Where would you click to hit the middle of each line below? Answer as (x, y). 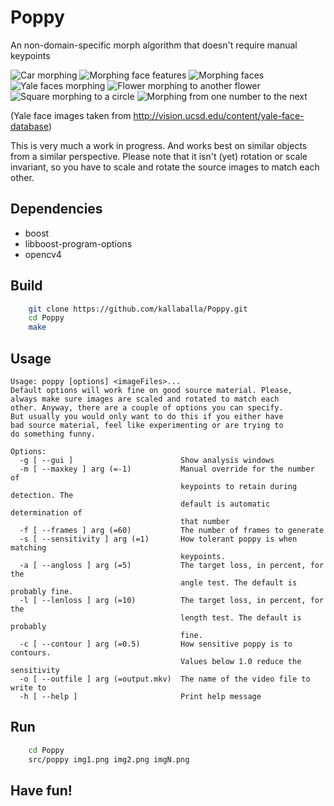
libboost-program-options (78, 243)
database (29, 126)
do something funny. (53, 434)
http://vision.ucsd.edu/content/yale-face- (219, 115)
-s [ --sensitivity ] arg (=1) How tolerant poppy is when (158, 539)
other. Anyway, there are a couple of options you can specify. (147, 408)
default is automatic (225, 504)
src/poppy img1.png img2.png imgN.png (109, 759)
